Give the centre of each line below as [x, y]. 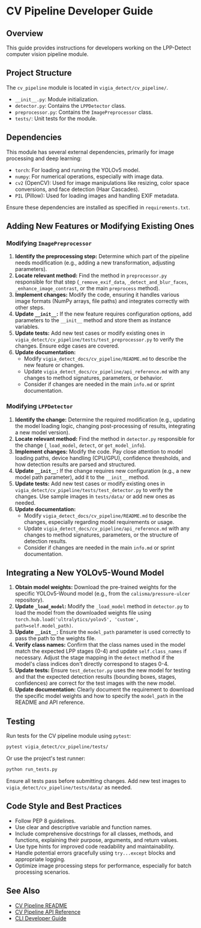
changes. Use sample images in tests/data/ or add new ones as [95, 496]
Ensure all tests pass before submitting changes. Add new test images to [96, 780]
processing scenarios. [42, 872]
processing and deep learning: [44, 158]
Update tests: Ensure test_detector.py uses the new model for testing [103, 670]
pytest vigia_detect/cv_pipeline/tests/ [58, 747]
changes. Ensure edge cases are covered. [67, 346]
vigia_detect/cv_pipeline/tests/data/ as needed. [69, 787]
